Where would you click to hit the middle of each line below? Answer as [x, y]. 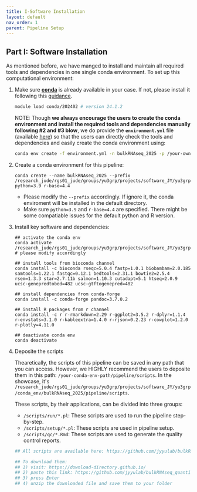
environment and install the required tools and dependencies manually [102, 124]
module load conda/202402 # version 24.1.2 [69, 107]
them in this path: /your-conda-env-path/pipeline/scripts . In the [93, 375]
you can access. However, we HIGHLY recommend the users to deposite [102, 369]
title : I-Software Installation [45, 11]
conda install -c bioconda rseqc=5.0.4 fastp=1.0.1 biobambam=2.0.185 [103, 268]
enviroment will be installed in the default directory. [85, 203]
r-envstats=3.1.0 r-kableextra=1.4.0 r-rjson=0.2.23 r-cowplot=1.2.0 [101, 320]
